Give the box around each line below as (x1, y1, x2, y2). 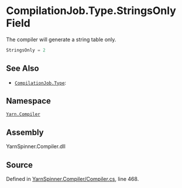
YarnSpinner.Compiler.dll (6, 143, 66, 150)
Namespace (6, 96, 51, 106)
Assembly (6, 127, 44, 137)
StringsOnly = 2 (6, 47, 46, 53)
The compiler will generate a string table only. (6, 36, 116, 43)
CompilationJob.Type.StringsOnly (6, 4, 177, 18)
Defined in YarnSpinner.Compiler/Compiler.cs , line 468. (6, 176, 139, 183)
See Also (6, 63, 39, 74)
